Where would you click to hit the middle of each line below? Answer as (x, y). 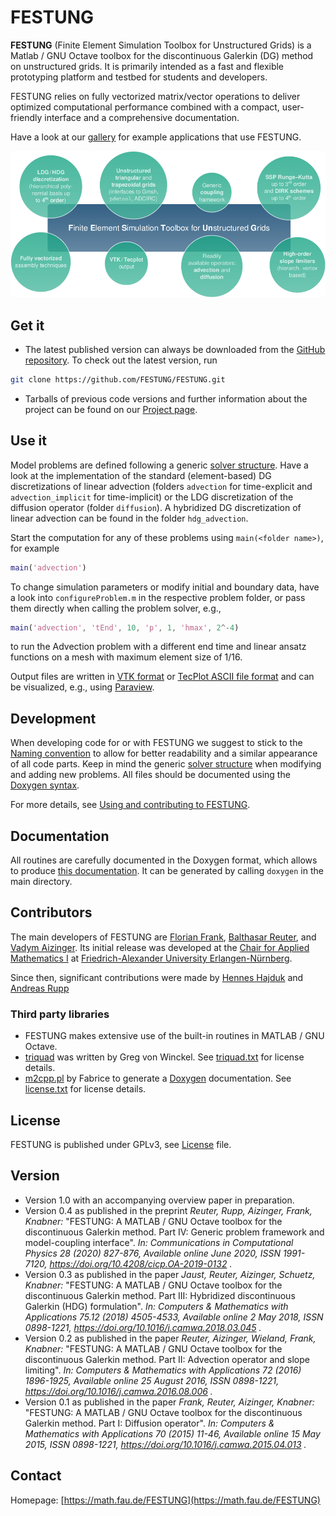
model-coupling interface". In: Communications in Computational (159, 1242)
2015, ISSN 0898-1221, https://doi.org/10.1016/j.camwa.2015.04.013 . (165, 1444)
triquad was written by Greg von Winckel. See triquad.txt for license (164, 1057)
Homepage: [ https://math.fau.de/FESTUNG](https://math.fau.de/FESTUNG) (165, 1500)
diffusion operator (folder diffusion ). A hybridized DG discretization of (156, 507)
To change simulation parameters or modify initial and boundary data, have (165, 587)
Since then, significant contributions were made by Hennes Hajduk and (157, 977)
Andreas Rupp (40, 988)
